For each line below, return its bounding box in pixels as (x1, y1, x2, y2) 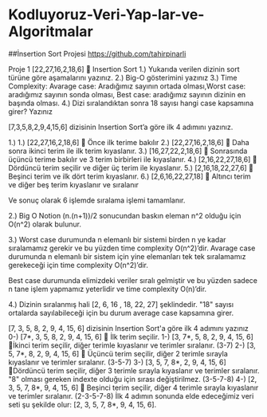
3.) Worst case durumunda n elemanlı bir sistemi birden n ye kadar (8, 234, 226, 244)
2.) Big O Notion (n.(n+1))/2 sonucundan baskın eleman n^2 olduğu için (8, 210, 241, 220)
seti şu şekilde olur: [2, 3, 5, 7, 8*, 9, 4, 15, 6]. (8, 399, 157, 409)
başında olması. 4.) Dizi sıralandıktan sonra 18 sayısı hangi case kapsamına (8, 98, 254, 108)
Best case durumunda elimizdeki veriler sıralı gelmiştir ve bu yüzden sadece (8, 275, 257, 285)
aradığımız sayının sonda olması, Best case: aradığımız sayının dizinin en (8, 89, 246, 99)
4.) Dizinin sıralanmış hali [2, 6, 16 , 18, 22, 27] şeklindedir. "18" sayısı (8, 299, 234, 309)
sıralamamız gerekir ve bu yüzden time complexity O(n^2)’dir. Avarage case (8, 243, 256, 253)
